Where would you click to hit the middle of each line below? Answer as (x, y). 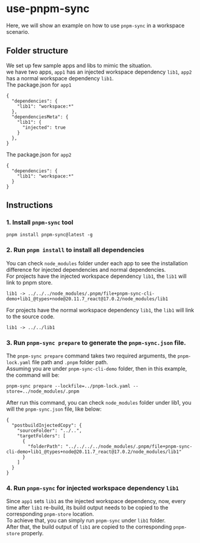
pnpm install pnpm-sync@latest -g (50, 235)
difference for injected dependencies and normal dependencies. (86, 269)
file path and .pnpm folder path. (70, 362)
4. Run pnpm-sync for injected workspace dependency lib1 (93, 488)
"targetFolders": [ (42, 436)
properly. (32, 533)
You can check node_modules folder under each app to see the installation (97, 263)
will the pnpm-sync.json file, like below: (54, 409)
